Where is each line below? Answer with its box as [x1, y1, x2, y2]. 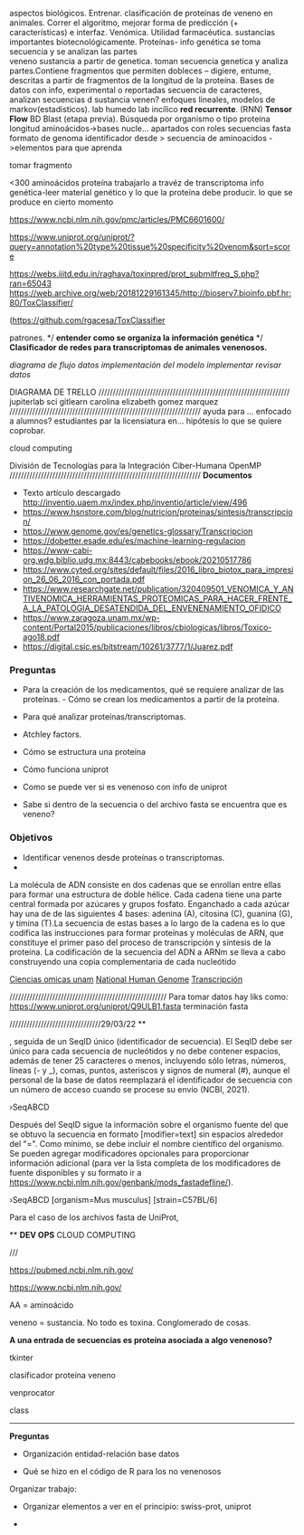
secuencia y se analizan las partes [9, 46, 138, 57]
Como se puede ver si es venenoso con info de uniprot [22, 782, 228, 793]
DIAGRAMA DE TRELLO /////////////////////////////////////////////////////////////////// [9, 386, 290, 397]
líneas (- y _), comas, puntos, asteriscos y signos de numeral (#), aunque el [9, 1064, 290, 1075]
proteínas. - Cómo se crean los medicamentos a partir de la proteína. [22, 694, 280, 705]
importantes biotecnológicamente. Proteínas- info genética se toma [9, 36, 261, 47]
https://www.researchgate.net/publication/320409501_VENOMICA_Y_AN [22, 584, 294, 594]
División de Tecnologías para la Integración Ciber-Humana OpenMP [9, 461, 262, 471]
